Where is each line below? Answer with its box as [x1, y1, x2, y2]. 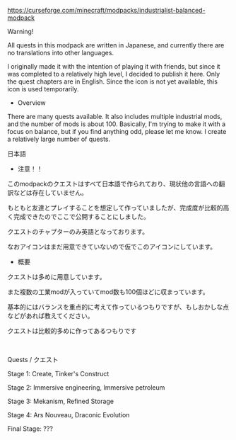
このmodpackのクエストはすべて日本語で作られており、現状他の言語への [7, 180, 219, 188]
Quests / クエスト [7, 356, 59, 363]
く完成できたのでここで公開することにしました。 [7, 213, 150, 220]
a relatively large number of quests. [7, 135, 111, 143]
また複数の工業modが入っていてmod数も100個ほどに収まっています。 [7, 288, 210, 296]
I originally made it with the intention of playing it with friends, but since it [7, 62, 220, 70]
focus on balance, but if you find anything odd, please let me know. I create [7, 128, 227, 135]
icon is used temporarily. [7, 85, 79, 93]
